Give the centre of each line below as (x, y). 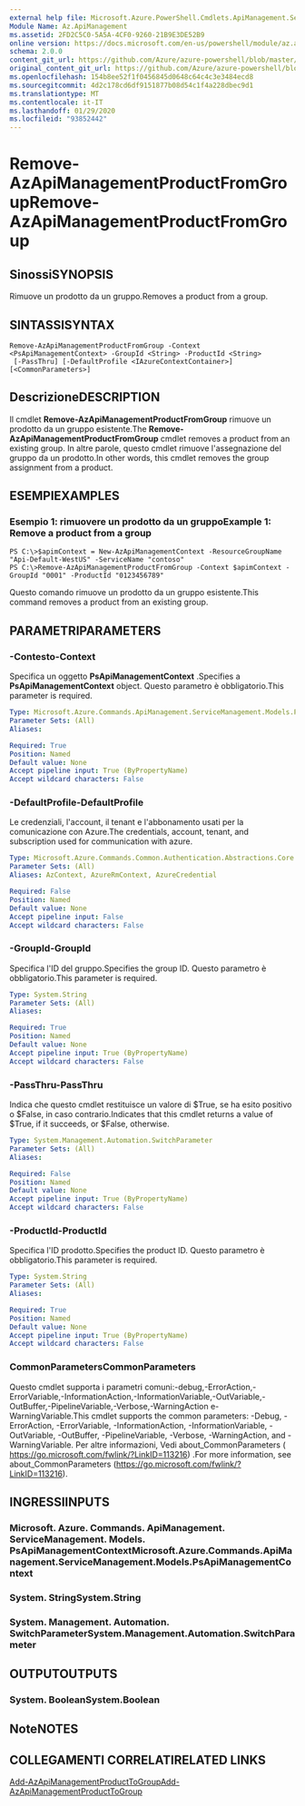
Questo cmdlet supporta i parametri (76, 1387)
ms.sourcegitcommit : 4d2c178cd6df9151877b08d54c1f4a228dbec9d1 (132, 85)
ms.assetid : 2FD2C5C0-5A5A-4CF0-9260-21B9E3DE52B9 (107, 34)
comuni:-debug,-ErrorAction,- (201, 1387)
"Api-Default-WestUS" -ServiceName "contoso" (97, 560)
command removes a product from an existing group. (109, 602)
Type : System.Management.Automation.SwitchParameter (111, 1141)
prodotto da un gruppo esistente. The (78, 428)
